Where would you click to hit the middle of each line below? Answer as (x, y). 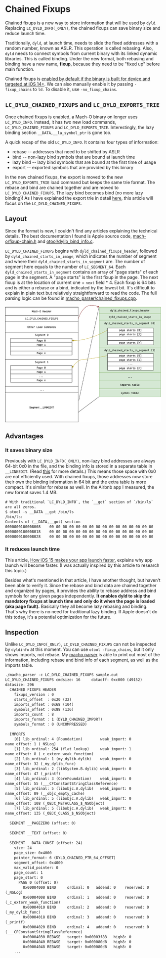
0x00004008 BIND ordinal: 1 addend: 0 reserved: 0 (86, 898)
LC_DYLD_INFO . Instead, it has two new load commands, (61, 122)
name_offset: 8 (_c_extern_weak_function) (49, 754)
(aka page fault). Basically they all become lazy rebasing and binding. (76, 606)
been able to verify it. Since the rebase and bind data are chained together (81, 585)
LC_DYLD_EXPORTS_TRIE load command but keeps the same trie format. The (80, 182)
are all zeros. (21, 507)
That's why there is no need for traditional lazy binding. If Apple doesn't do (81, 611)
